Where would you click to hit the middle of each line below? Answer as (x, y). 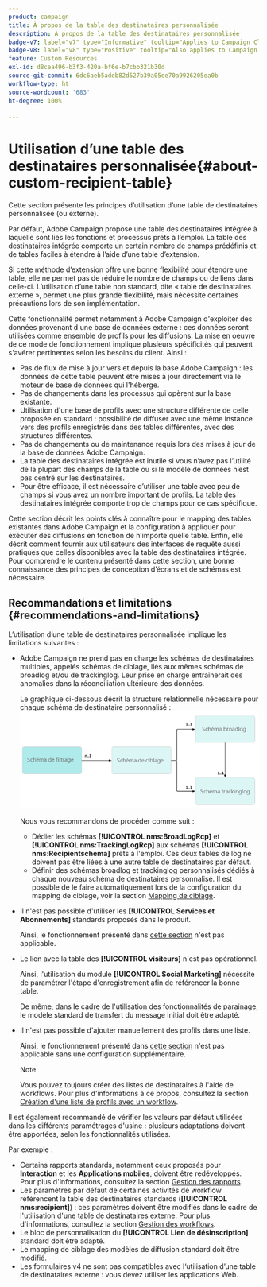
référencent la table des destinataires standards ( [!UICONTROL (124, 1199)
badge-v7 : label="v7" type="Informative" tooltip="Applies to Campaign (129, 42)
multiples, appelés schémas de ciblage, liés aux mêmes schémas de (132, 667)
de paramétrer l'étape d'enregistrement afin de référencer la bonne (130, 983)
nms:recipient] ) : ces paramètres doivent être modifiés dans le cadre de (138, 1208)
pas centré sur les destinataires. (72, 478)
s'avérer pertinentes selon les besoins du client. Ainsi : (97, 353)
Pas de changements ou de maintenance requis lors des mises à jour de (137, 444)
